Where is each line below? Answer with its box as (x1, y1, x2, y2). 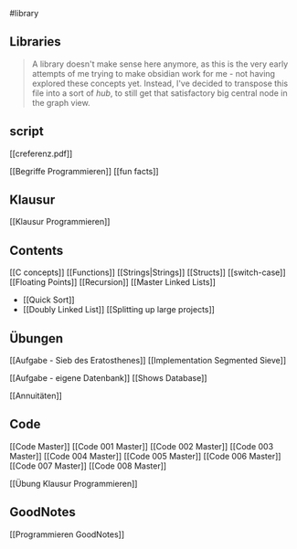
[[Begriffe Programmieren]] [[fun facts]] (9, 165, 159, 176)
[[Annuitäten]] (9, 390, 62, 401)
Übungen (9, 331, 64, 346)
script (9, 123, 44, 140)
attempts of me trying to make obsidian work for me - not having (31, 68, 276, 79)
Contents (9, 242, 64, 259)
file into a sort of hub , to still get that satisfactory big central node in (31, 87, 288, 99)
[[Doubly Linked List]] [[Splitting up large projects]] (22, 304, 215, 315)
